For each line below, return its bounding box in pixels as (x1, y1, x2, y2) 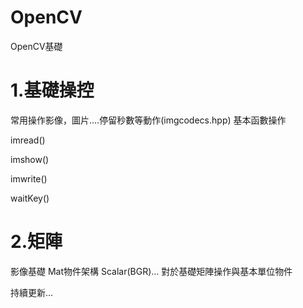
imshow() (10, 153, 50, 165)
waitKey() (10, 192, 50, 204)
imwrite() (10, 172, 48, 185)
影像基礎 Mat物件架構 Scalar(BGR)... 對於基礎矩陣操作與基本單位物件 (10, 265, 293, 277)
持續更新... (10, 286, 54, 298)
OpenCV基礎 (10, 40, 63, 52)
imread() (10, 134, 46, 146)
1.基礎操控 (10, 79, 95, 102)
